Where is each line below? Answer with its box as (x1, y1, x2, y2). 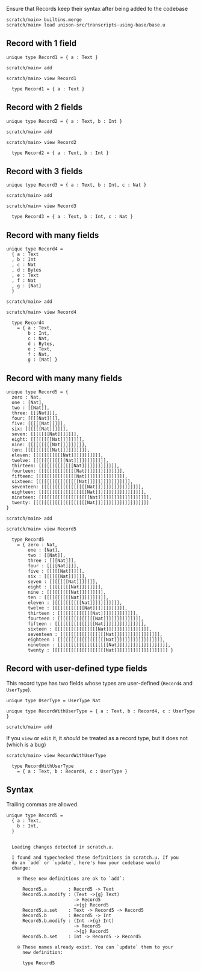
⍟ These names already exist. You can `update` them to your (17, 944, 173, 950)
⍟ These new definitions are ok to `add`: (17, 876, 125, 882)
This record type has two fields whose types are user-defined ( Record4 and (6, 679, 193, 687)
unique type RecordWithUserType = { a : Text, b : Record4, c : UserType (6, 708, 196, 714)
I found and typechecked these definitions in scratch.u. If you (11, 855, 179, 861)
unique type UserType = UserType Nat (6, 697, 101, 703)
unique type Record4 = (6, 246, 63, 252)
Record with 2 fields (6, 102, 83, 113)
